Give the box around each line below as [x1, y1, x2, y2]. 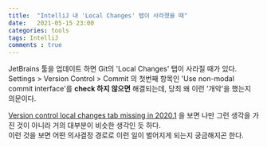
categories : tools [8, 26, 69, 34]
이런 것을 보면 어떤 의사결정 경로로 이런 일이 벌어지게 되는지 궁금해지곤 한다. [8, 130, 245, 140]
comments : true [8, 41, 62, 49]
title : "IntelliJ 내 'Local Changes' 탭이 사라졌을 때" [8, 11, 188, 20]
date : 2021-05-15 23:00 [8, 19, 94, 27]
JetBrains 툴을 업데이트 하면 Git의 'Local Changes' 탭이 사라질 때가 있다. [8, 64, 238, 74]
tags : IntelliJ [8, 33, 59, 42]
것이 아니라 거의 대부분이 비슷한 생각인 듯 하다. [16, 121, 162, 130]
